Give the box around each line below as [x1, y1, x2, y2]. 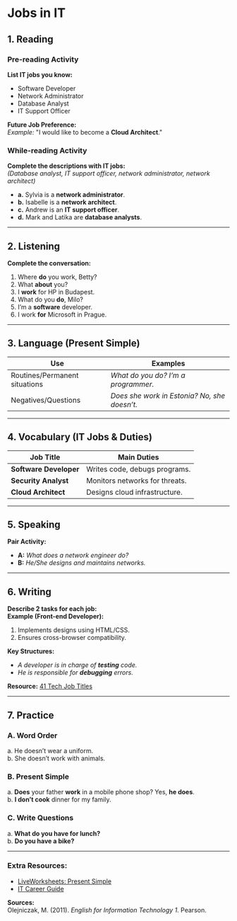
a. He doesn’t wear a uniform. [7, 746, 94, 755]
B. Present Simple [7, 772, 69, 782]
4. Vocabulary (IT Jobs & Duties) [7, 431, 153, 443]
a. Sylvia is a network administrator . [17, 190, 126, 199]
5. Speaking [7, 519, 61, 530]
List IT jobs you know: [7, 70, 73, 79]
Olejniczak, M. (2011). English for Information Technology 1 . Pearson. [7, 905, 207, 914]
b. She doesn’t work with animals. [7, 754, 106, 762]
